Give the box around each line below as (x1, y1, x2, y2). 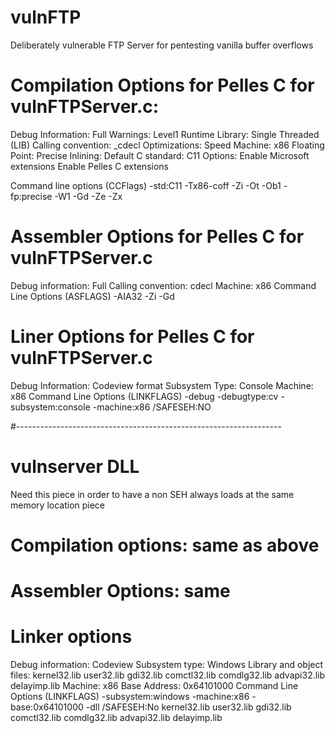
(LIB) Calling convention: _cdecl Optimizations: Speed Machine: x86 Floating (10, 139, 325, 151)
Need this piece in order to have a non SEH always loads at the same (10, 488, 295, 500)
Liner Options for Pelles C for (10, 326, 255, 348)
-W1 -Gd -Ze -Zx (54, 190, 123, 202)
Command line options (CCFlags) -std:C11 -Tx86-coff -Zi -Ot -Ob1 (10, 179, 282, 191)
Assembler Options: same (10, 580, 231, 603)
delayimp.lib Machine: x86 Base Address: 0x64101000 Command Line (10, 680, 299, 691)
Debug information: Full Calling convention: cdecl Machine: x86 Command (10, 279, 317, 291)
